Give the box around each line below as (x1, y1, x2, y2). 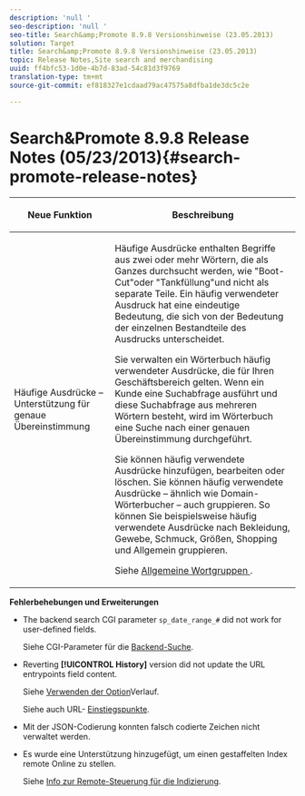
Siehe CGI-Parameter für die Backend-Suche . (22, 641, 194, 652)
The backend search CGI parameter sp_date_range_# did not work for (22, 614, 282, 624)
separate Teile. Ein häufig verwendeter (114, 287, 280, 300)
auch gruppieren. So (182, 498, 271, 511)
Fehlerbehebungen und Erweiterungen (9, 596, 159, 607)
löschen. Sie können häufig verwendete (114, 476, 284, 488)
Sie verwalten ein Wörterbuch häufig (114, 353, 271, 366)
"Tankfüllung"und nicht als (155, 276, 270, 289)
